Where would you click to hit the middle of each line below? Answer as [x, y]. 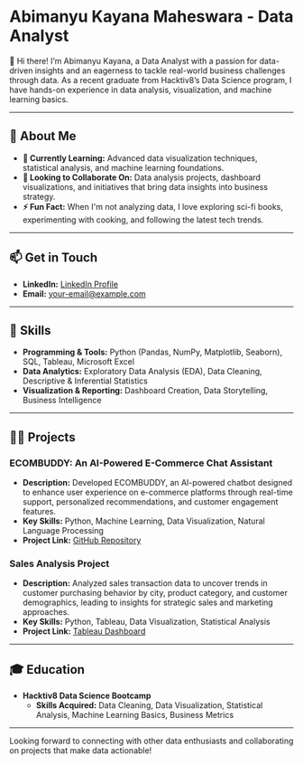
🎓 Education [47, 670]
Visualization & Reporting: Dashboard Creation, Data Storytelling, [145, 391]
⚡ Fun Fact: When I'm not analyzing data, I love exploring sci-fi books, [153, 206]
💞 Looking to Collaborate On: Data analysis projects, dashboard [142, 177]
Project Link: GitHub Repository [82, 541]
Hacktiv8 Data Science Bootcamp [87, 696]
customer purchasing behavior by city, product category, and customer [155, 593]
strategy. [39, 196]
